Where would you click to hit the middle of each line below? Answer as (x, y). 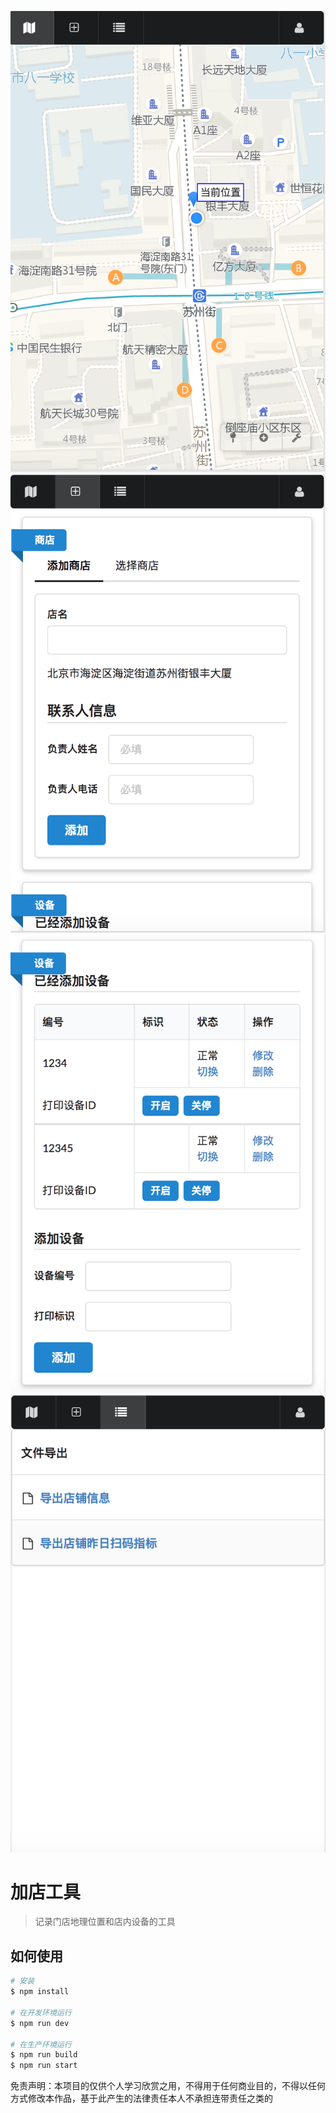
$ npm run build (44, 2055)
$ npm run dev (40, 2023)
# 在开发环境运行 (41, 2012)
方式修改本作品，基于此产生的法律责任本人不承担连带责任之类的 (141, 2098)
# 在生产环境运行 (41, 2044)
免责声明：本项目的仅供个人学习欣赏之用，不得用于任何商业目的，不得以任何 (168, 2086)
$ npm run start (44, 2066)
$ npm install (40, 1992)
